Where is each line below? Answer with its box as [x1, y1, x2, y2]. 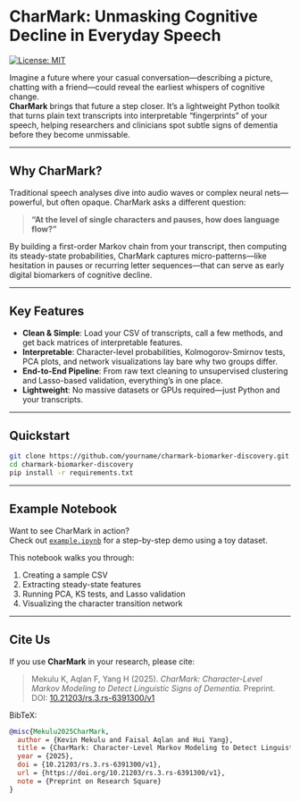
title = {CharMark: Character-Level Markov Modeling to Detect [17, 744, 257, 753]
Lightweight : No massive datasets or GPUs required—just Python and [21, 384, 280, 395]
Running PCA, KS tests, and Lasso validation [21, 588, 186, 599]
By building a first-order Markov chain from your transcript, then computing [9, 241, 287, 251]
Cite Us [9, 632, 51, 647]
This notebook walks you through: [9, 552, 135, 562]
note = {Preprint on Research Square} [17, 776, 162, 786]
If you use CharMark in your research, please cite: [9, 655, 195, 667]
